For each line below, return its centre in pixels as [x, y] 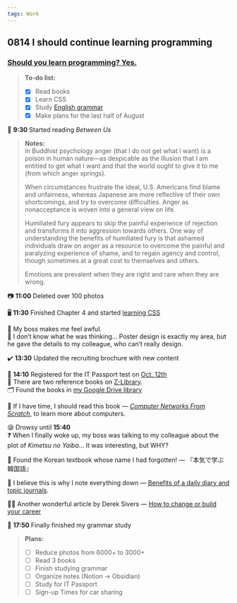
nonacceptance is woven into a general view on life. [100, 209]
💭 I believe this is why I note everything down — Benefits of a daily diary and [119, 482]
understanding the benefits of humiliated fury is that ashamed [114, 238]
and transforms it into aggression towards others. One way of [114, 231]
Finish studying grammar [71, 568]
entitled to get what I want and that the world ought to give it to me [121, 166]
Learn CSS [51, 99]
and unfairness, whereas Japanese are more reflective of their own [122, 194]
